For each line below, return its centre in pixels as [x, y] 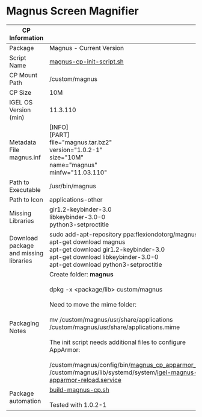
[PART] [59, 135]
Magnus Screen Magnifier [73, 11]
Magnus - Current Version [87, 48]
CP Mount [23, 75]
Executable [25, 189]
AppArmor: [65, 349]
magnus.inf [25, 157]
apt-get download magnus [87, 241]
